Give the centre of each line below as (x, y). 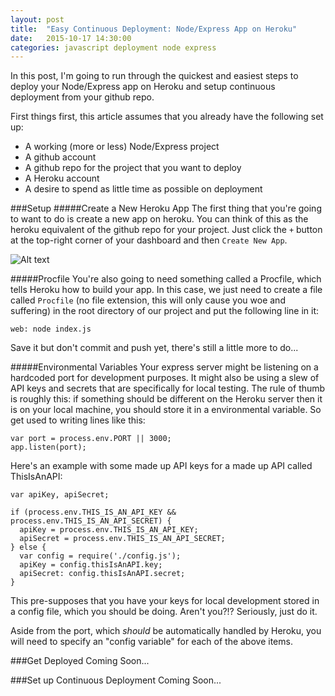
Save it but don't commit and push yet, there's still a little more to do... (154, 348)
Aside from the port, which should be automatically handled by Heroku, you (166, 631)
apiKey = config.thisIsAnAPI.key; (91, 565)
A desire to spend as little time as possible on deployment (143, 189)
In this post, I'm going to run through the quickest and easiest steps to (154, 76)
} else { (28, 547)
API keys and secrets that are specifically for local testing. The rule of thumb (168, 388)
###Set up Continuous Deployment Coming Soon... (116, 680)
